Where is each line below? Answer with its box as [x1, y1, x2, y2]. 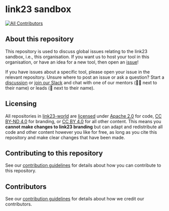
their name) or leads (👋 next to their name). [5, 85, 95, 91]
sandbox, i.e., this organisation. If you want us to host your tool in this [5, 54, 150, 60]
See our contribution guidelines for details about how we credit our [5, 196, 145, 202]
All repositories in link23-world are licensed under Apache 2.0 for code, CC [5, 113, 162, 119]
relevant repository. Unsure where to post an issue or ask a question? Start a [5, 74, 164, 80]
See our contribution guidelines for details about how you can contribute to [5, 163, 161, 169]
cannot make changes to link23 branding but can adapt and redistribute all [5, 124, 163, 130]
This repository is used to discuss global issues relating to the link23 [5, 48, 148, 54]
